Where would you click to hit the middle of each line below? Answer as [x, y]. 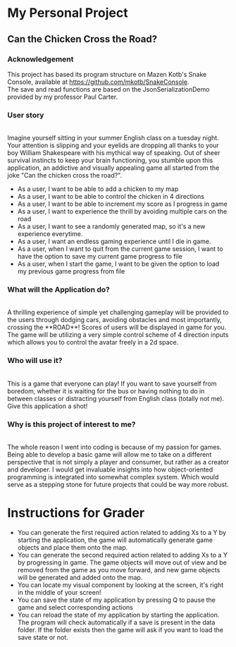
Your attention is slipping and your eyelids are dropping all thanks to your [113, 145]
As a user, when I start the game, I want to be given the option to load [118, 264]
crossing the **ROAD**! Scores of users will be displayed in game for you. [117, 327]
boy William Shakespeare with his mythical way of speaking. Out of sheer [114, 153]
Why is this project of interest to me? [72, 424]
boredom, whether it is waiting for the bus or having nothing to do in [106, 391]
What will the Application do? [59, 290]
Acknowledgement [41, 59]
